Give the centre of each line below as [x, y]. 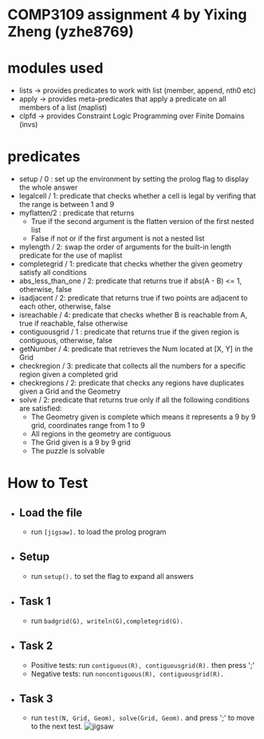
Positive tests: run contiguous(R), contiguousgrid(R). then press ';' [143, 665]
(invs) [28, 125]
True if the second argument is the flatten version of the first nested [142, 222]
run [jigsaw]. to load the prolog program [99, 532]
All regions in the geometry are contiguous [101, 434]
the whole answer [48, 188]
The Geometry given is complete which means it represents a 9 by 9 [143, 417]
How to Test [48, 483]
